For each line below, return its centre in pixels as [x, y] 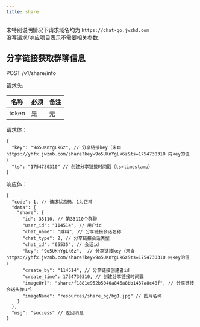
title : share [23, 12]
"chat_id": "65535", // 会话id [61, 245]
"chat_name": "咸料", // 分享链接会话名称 [72, 232]
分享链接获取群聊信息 [46, 58]
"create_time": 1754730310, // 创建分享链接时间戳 [83, 277]
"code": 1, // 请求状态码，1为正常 [52, 202]
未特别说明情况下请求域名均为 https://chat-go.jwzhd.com [78, 30]
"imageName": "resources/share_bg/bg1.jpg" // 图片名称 [92, 296]
